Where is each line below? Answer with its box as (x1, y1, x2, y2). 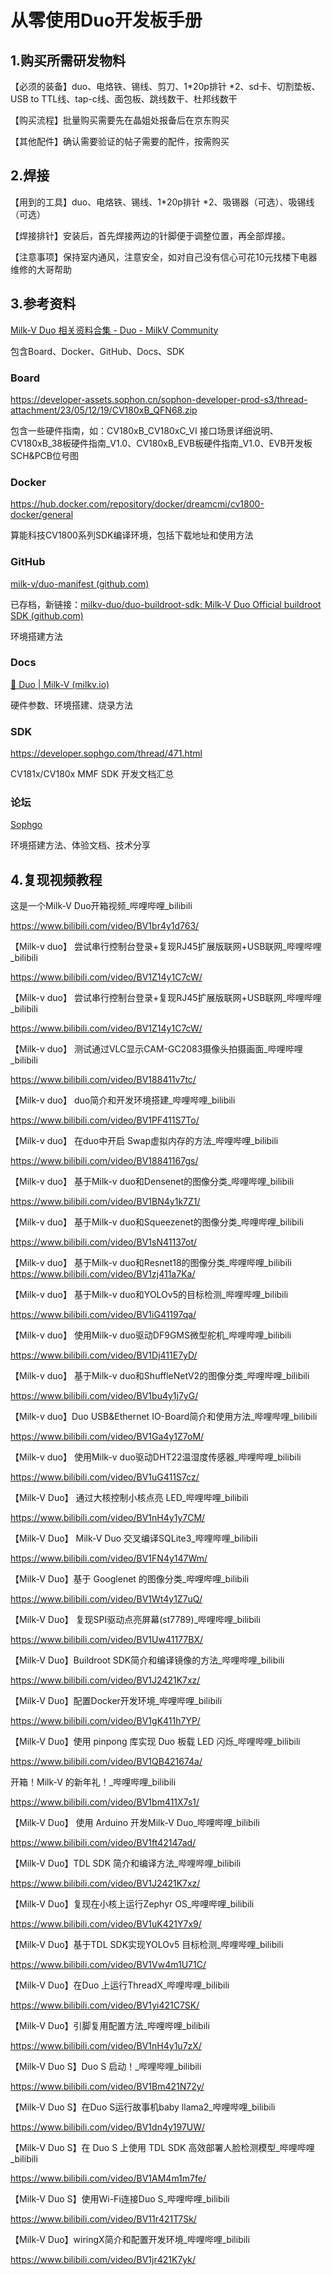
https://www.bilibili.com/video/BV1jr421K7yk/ (10, 2254, 196, 2266)
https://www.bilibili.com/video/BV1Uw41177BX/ (10, 1634, 203, 1646)
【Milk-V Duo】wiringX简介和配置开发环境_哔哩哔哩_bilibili (10, 2234, 250, 2246)
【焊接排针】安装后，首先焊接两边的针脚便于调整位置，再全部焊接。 (10, 229, 291, 241)
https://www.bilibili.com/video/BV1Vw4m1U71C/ (10, 1959, 207, 1971)
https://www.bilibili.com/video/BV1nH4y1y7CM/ (10, 1512, 206, 1524)
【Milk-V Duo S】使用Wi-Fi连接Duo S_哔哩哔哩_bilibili (10, 2193, 230, 2205)
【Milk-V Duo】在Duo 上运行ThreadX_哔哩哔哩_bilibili (10, 1979, 230, 1991)
